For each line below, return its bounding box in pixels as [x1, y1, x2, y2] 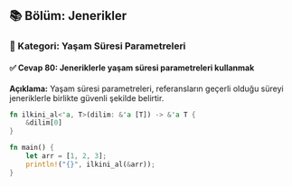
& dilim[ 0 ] [25, 118, 63, 127]
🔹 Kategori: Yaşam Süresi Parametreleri [9, 40, 186, 52]
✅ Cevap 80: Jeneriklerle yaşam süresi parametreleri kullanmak [9, 62, 255, 73]
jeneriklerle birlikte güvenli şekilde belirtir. [9, 92, 165, 103]
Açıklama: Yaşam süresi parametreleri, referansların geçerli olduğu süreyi [9, 83, 284, 94]
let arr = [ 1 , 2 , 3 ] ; [25, 152, 107, 161]
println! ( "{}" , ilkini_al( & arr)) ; [25, 160, 155, 169]
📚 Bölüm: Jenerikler [9, 8, 127, 23]
